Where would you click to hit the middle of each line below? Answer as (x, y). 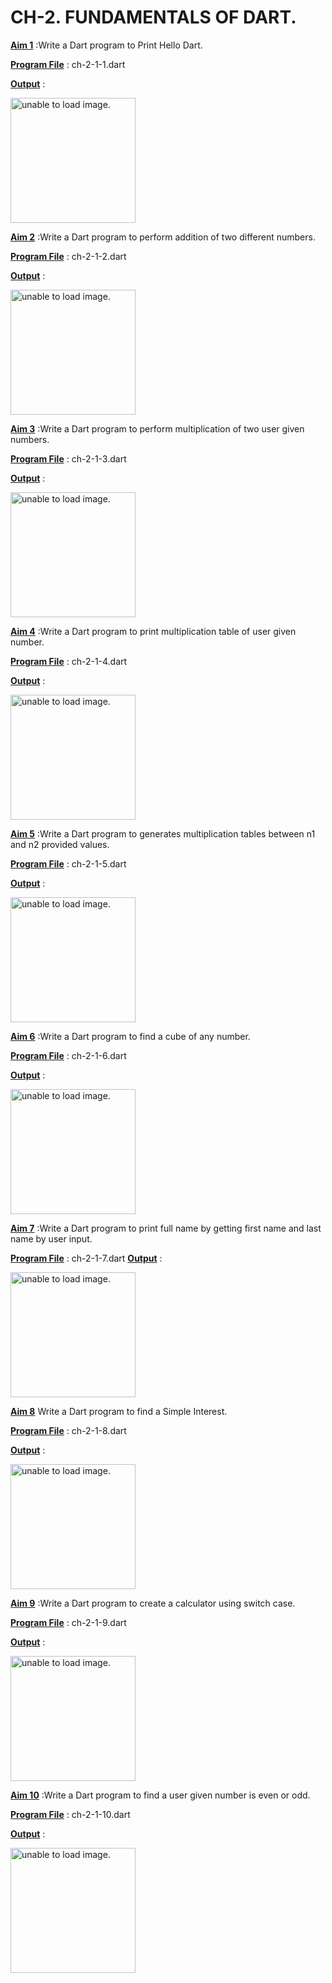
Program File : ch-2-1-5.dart (68, 863)
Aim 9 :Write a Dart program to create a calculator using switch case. (153, 1603)
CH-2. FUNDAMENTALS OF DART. (153, 17)
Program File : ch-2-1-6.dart (68, 1055)
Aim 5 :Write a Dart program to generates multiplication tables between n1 (163, 833)
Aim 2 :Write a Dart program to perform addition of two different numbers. (163, 237)
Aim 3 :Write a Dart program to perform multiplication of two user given (157, 428)
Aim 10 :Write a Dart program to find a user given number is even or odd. (160, 1795)
